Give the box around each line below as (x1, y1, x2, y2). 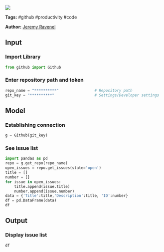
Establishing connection (5, 121, 66, 128)
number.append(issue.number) (14, 188, 75, 194)
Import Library (5, 53, 41, 60)
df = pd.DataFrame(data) (5, 198, 57, 203)
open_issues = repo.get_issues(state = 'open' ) (5, 165, 101, 170)
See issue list (5, 145, 38, 152)
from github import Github (5, 65, 61, 70)
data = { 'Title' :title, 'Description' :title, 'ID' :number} (5, 193, 128, 198)
